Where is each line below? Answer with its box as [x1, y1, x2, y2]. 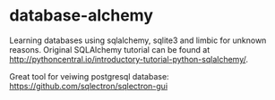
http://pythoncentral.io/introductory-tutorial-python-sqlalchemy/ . [9, 54, 249, 64]
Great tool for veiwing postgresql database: [9, 71, 169, 81]
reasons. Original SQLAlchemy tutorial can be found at [9, 44, 211, 54]
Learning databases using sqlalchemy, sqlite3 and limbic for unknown [9, 35, 267, 46]
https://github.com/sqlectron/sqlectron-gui [9, 80, 168, 91]
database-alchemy [9, 5, 154, 26]
